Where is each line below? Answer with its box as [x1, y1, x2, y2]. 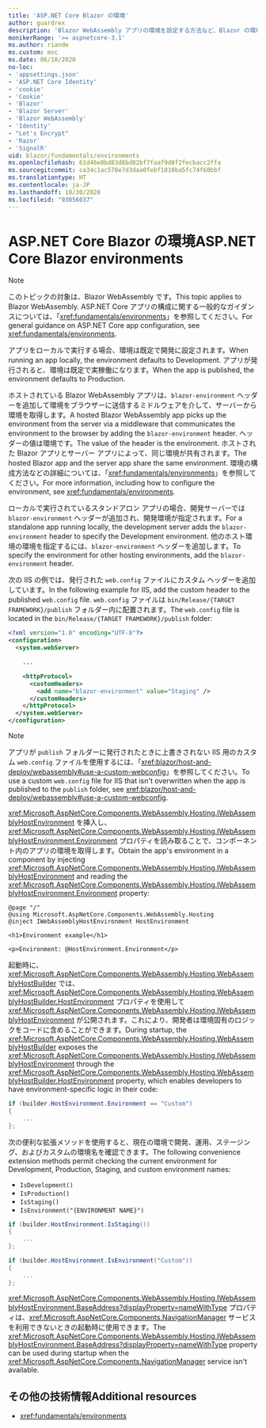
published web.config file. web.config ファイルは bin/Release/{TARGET [8, 595, 235, 604]
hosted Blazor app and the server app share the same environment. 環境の [8, 459, 251, 468]
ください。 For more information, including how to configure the [8, 478, 215, 488]
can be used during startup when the [8, 1348, 129, 1358]
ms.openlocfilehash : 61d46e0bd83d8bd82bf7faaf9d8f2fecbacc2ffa [8, 159, 222, 167]
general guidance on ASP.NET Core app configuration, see [8, 321, 200, 330]
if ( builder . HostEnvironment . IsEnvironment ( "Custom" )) [8, 1257, 193, 1265]
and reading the [76, 872, 128, 882]
